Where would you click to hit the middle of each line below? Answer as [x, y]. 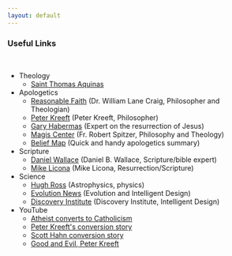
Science [32, 176]
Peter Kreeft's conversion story [81, 227]
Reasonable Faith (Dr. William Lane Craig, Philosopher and [125, 100]
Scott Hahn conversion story [77, 235]
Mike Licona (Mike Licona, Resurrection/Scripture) [112, 168]
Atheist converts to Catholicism [81, 218]
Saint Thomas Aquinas [67, 84]
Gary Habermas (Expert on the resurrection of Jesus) [117, 126]
